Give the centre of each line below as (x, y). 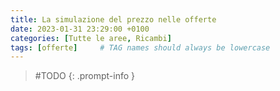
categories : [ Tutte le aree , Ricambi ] (91, 38)
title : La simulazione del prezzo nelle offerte (113, 19)
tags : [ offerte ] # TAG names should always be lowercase (140, 47)
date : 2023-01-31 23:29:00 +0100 (80, 29)
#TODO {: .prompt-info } (85, 76)
